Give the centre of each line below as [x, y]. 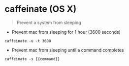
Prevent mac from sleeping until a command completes [68, 50]
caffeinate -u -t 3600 [28, 41]
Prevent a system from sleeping [49, 22]
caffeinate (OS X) [41, 9]
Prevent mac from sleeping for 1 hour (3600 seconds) [66, 32]
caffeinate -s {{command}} [32, 59]
